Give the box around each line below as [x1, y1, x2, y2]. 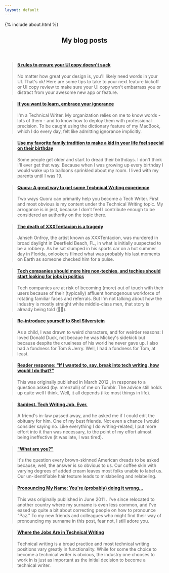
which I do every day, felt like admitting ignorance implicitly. [17, 128, 142, 134]
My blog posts [61, 36, 108, 45]
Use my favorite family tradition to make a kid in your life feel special [17, 140, 164, 146]
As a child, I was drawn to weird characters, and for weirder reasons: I [17, 329, 163, 335]
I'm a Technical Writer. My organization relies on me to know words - [17, 112, 161, 118]
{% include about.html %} [5, 21, 59, 27]
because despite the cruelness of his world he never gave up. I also [17, 340, 158, 346]
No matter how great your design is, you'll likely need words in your [17, 73, 158, 79]
